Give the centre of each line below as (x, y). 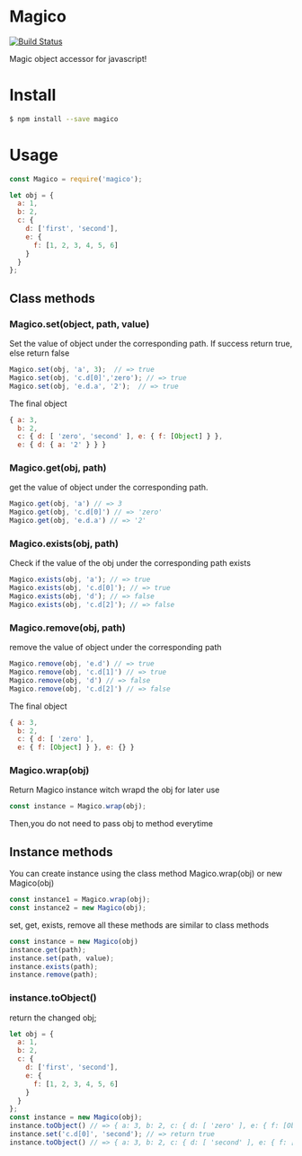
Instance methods (61, 852)
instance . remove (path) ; (54, 975)
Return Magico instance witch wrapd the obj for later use (115, 790)
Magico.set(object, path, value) (80, 323)
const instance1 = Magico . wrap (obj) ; (80, 900)
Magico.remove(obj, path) (67, 628)
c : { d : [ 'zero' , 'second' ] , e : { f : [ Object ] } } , (120, 437)
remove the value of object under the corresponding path (115, 648)
